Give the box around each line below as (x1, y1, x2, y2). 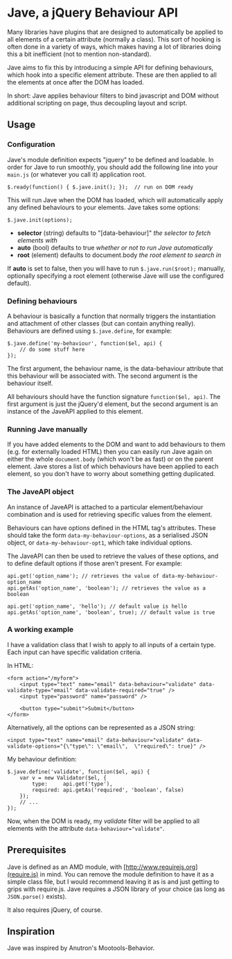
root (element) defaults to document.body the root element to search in (17, 251, 222, 259)
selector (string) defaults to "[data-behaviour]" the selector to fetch (17, 229, 211, 237)
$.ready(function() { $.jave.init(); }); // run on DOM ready (7, 184, 194, 191)
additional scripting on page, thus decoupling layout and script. (7, 98, 188, 107)
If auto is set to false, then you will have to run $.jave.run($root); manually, (7, 264, 226, 272)
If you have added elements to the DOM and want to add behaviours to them (7, 440, 226, 448)
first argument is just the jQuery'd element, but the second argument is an (7, 400, 218, 408)
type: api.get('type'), (32, 780, 113, 787)
